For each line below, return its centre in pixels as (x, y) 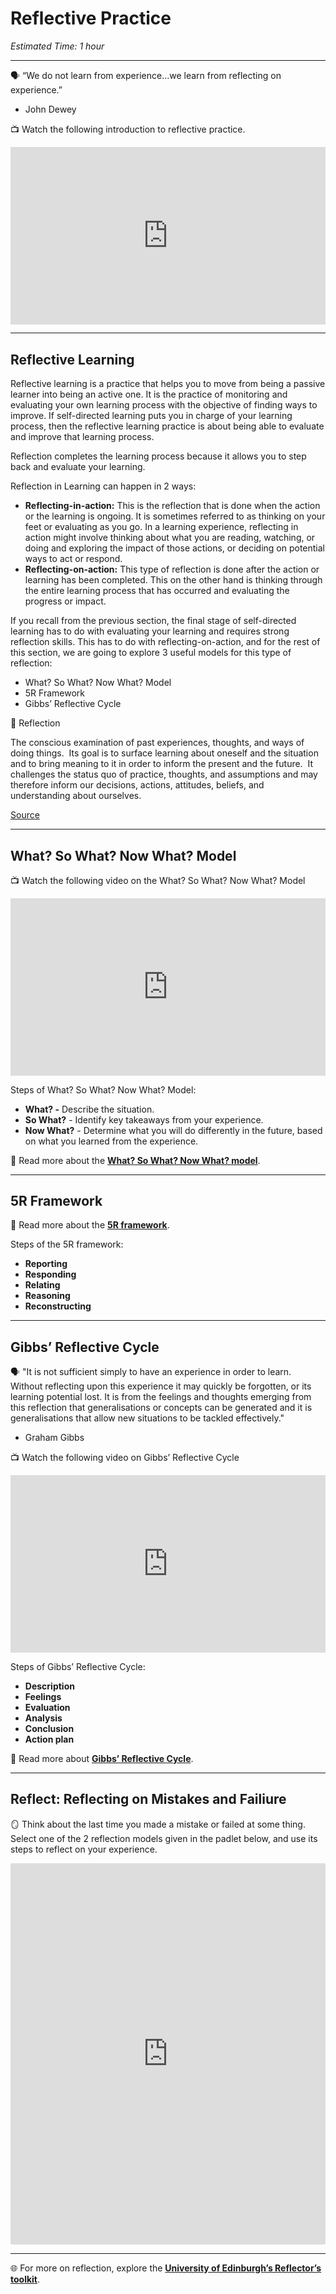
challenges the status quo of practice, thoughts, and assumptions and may (164, 774)
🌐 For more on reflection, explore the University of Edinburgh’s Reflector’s (166, 2268)
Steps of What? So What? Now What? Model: (103, 1089)
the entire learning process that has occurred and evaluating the (157, 591)
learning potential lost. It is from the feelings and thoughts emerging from (161, 1397)
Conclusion (49, 1728)
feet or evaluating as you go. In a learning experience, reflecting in (161, 527)
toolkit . (25, 2279)
